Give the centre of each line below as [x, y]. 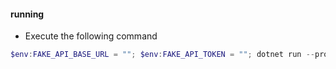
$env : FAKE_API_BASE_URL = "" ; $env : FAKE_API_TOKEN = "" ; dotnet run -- [162, 55]
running [27, 14]
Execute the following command [91, 36]
